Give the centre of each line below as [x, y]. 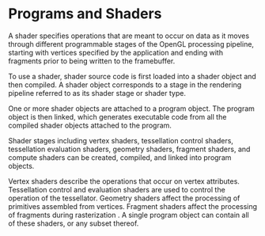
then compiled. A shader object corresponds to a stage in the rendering [125, 85]
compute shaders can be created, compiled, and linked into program [120, 157]
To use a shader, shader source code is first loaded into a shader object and [132, 76]
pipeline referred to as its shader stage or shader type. [97, 93]
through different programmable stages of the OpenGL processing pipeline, [131, 44]
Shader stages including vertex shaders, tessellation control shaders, [121, 140]
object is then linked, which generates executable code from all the [117, 116]
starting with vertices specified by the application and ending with [116, 52]
